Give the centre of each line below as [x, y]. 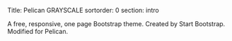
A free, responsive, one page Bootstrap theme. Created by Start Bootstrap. [116, 24]
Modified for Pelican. [38, 31]
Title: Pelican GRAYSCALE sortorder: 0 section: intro [83, 10]
